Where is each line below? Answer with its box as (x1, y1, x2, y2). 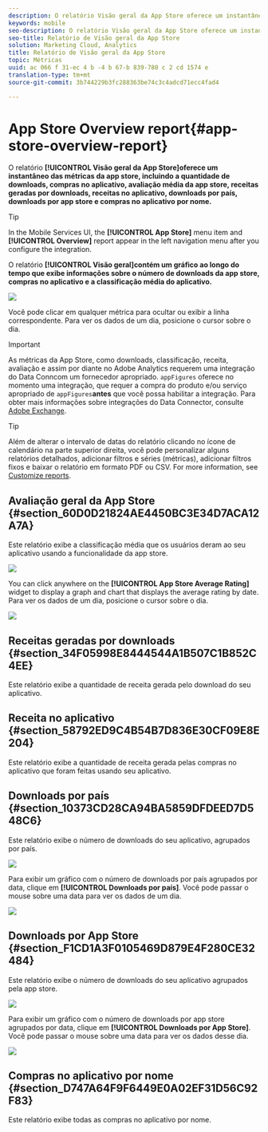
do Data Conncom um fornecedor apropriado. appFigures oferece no (8, 372, 234, 382)
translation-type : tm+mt (8, 71, 91, 79)
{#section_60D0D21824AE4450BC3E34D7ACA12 (8, 506, 260, 520)
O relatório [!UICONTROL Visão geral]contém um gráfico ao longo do (8, 260, 240, 269)
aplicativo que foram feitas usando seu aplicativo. (8, 766, 171, 776)
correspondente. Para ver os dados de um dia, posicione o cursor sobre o (8, 316, 251, 325)
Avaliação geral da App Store (8, 493, 156, 507)
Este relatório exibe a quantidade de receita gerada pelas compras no (8, 757, 237, 767)
